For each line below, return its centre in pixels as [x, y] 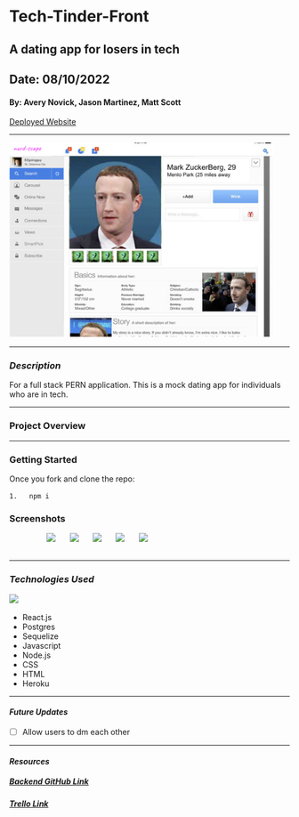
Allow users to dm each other [76, 732]
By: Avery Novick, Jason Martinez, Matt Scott [95, 102]
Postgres [39, 627]
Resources [30, 761]
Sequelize [40, 636]
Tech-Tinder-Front [79, 16]
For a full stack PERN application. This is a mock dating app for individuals [145, 385]
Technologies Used [52, 579]
